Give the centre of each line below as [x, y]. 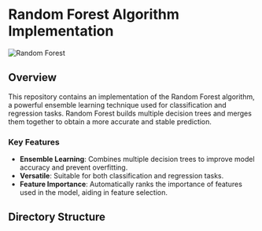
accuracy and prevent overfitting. [74, 167]
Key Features [34, 141]
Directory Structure [57, 217]
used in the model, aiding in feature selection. [93, 192]
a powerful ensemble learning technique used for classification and [117, 104]
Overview [33, 77]
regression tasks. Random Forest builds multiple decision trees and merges [130, 113]
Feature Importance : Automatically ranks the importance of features [131, 184]
